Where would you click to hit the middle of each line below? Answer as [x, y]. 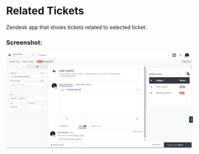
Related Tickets [45, 11]
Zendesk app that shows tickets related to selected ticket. [76, 27]
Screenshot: [24, 42]
